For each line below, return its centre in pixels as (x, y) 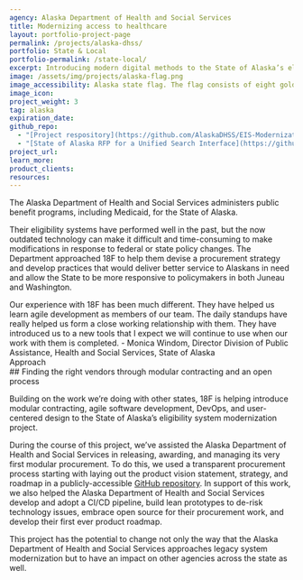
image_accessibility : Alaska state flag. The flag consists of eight (143, 85)
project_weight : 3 (44, 101)
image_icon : (32, 93)
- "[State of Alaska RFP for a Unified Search (106, 143)
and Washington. (41, 287)
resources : (30, 177)
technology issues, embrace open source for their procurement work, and (147, 512)
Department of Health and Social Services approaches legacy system (138, 549)
